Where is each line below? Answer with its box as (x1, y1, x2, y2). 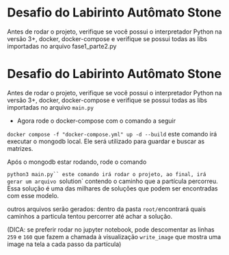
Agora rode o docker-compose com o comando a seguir (16, 117, 176, 125)
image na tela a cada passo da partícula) (7, 240, 122, 248)
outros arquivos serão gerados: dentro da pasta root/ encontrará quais (7, 204, 206, 213)
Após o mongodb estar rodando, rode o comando (7, 158, 147, 166)
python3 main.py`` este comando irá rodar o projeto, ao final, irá (7, 171, 206, 178)
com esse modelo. (7, 191, 59, 199)
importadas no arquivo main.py (7, 103, 94, 111)
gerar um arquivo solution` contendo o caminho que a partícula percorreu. (7, 177, 218, 185)
